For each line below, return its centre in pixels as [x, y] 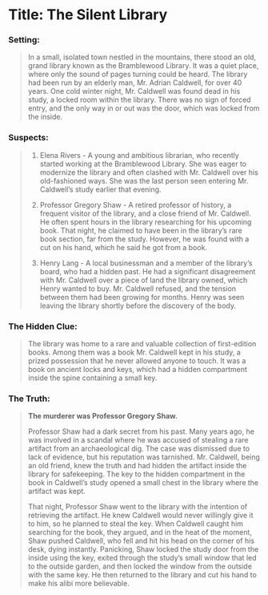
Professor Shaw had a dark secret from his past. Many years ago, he [141, 431]
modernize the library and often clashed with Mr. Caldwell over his [149, 172]
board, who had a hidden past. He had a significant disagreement [148, 271]
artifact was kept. [56, 492]
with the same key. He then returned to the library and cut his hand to [142, 575]
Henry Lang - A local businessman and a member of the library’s [146, 263]
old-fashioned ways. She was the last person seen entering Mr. [144, 180]
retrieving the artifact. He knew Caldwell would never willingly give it [140, 516]
